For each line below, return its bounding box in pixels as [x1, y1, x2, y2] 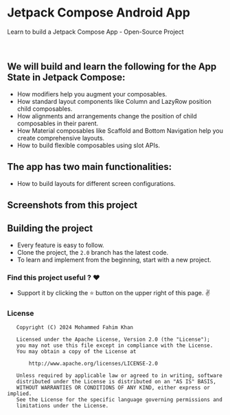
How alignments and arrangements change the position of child [16, 111, 197, 120]
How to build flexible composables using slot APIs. [16, 141, 160, 149]
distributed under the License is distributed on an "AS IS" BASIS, [16, 379, 216, 385]
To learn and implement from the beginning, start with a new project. [16, 255, 211, 264]
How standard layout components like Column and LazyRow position [16, 97, 211, 105]
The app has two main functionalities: [7, 161, 172, 173]
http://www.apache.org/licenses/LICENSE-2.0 [28, 360, 158, 368]
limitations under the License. [16, 403, 109, 409]
